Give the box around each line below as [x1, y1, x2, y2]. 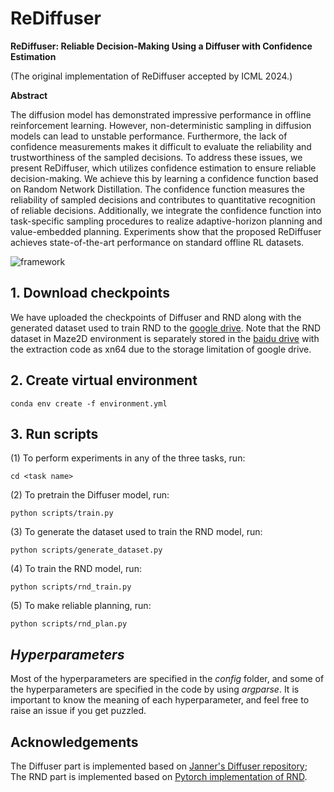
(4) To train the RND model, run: [10, 563, 142, 575]
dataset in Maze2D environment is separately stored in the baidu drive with [10, 332, 320, 344]
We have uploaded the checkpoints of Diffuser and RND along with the [10, 311, 302, 323]
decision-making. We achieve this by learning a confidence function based [10, 172, 319, 184]
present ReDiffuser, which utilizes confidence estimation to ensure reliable [10, 162, 317, 174]
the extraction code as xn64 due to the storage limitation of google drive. [10, 343, 312, 355]
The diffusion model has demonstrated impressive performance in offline [10, 108, 312, 121]
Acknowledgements [10, 733, 139, 751]
